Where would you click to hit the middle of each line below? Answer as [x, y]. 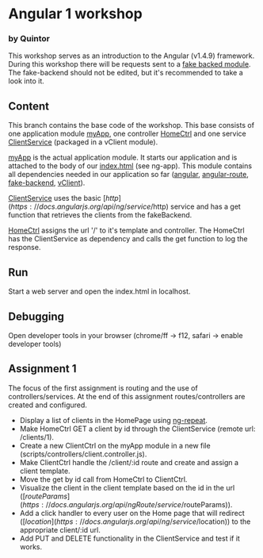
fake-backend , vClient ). [47, 183]
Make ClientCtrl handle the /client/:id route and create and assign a [129, 462]
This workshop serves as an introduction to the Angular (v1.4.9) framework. [131, 56]
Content [29, 106]
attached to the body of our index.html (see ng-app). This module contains [130, 166]
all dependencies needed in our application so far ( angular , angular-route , [129, 175]
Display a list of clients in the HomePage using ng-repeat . [114, 420]
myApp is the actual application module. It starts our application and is [123, 158]
